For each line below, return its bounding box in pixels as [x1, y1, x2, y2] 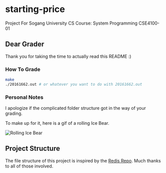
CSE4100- [138, 20, 159, 26]
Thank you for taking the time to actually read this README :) [5, 53, 131, 59]
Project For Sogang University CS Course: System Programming [5, 20, 138, 26]
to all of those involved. [5, 163, 54, 169]
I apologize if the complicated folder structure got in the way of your [5, 105, 146, 111]
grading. [5, 110, 23, 116]
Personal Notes [5, 94, 44, 101]
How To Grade [5, 66, 41, 73]
